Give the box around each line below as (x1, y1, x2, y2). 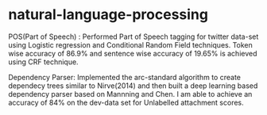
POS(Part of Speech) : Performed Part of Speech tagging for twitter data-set (8, 32, 259, 41)
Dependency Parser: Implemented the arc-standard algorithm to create (8, 72, 241, 82)
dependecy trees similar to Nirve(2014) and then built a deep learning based (8, 81, 258, 90)
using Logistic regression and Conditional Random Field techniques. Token (8, 40, 253, 49)
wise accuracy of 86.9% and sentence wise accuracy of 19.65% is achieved (8, 48, 257, 58)
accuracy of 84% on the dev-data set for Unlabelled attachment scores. (8, 98, 244, 107)
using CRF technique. (8, 57, 79, 67)
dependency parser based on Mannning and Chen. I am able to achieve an (8, 89, 253, 98)
